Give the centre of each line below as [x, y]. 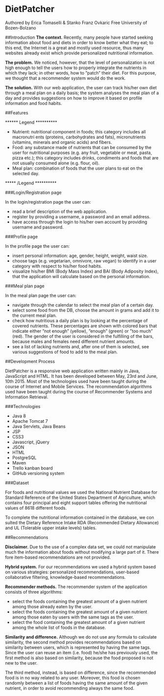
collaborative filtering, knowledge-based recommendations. [65, 577]
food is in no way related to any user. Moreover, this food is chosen [73, 677]
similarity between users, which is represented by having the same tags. [78, 647]
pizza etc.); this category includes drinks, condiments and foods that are [85, 157]
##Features [17, 113]
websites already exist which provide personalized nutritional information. [80, 53]
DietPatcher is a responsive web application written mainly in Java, [72, 371]
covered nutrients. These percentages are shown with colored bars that [84, 326]
